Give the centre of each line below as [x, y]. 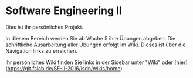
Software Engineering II [64, 11]
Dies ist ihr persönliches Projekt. [44, 27]
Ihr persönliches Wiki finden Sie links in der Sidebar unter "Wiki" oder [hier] [97, 62]
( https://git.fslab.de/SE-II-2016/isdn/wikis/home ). [65, 68]
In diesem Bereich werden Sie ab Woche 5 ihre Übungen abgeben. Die [91, 38]
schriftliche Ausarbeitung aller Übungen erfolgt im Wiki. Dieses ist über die [96, 45]
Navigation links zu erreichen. [41, 50]
